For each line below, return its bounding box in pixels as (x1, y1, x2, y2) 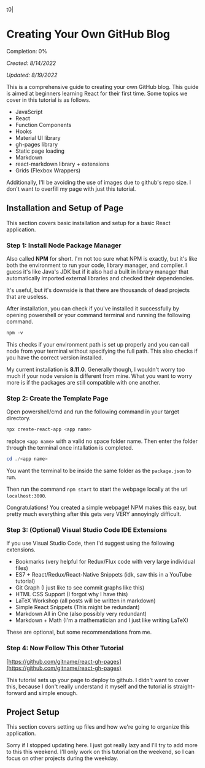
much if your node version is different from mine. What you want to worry (6, 372, 192, 380)
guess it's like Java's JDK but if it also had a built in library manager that (6, 268, 189, 275)
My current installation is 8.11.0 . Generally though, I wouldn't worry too (6, 366, 185, 373)
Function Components (15, 121, 72, 128)
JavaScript (15, 108, 43, 115)
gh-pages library (15, 140, 58, 148)
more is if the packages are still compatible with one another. (6, 378, 161, 386)
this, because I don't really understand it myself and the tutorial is (6, 683, 172, 690)
